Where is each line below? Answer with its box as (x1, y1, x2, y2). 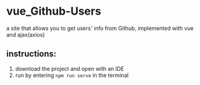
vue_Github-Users (6, 4, 102, 18)
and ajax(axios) (6, 31, 45, 38)
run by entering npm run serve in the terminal (15, 72, 129, 79)
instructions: (6, 49, 57, 59)
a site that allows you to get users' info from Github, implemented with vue (6, 24, 194, 32)
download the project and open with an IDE (15, 65, 124, 72)
